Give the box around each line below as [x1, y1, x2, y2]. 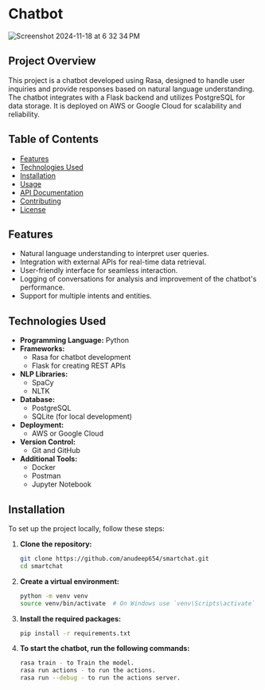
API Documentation [19, 187, 84, 197]
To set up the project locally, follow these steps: [8, 524, 166, 533]
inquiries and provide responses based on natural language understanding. [8, 84, 255, 93]
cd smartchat [19, 562, 64, 570]
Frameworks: [19, 344, 65, 353]
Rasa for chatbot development [31, 353, 131, 362]
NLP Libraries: [19, 369, 68, 379]
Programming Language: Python [19, 336, 130, 345]
